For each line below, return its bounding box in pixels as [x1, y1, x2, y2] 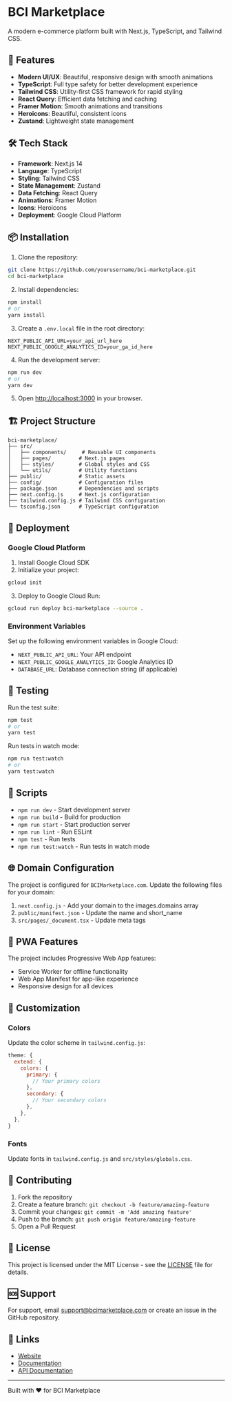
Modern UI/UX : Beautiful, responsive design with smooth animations [17, 72, 213, 81]
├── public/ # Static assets [8, 473, 126, 480]
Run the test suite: [8, 703, 59, 712]
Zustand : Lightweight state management [17, 117, 134, 125]
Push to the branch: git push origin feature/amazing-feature [17, 1215, 196, 1223]
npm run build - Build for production [17, 812, 121, 821]
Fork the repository [17, 1193, 73, 1201]
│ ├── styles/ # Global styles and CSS [8, 461, 150, 468]
